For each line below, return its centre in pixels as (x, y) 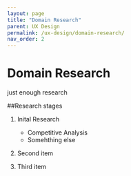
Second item (35, 153)
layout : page (26, 13)
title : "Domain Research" (44, 20)
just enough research (37, 92)
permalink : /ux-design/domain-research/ (66, 33)
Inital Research (38, 119)
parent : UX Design (33, 26)
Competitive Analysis (58, 133)
